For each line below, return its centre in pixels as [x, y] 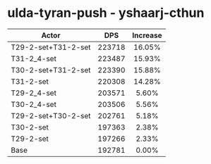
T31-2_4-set [34, 58]
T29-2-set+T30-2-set [51, 115]
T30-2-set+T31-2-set [51, 70]
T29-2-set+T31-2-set [51, 47]
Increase [147, 35]
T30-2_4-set [34, 104]
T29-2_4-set [34, 93]
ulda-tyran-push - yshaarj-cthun [106, 13]
